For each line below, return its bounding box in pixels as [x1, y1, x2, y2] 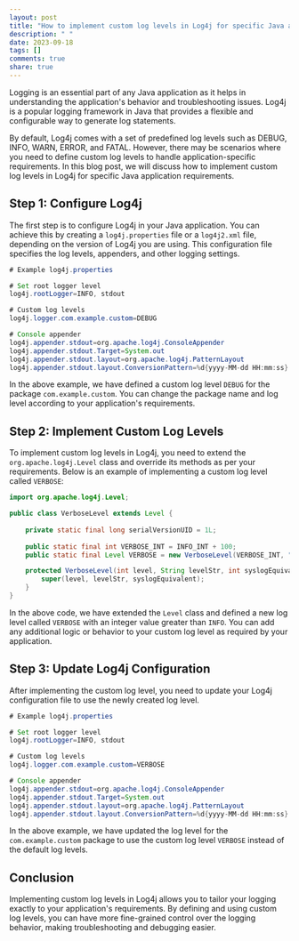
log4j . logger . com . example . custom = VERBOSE [9, 760, 166, 769]
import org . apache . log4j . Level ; [9, 493, 129, 503]
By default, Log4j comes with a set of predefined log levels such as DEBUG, [9, 133, 287, 143]
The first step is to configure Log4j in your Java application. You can [9, 220, 260, 230]
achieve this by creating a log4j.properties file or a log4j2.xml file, [9, 229, 257, 240]
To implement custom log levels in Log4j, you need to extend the [9, 447, 246, 458]
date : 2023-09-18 [9, 37, 74, 47]
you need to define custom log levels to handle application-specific [9, 151, 256, 162]
